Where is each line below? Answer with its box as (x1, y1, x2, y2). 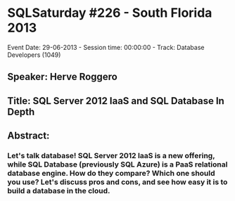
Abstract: (7, 130, 50, 142)
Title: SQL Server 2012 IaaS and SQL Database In (7, 95, 225, 107)
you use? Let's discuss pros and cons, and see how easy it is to (7, 177, 228, 187)
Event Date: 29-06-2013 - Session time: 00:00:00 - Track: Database (7, 43, 205, 51)
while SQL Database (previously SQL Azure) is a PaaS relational (7, 160, 228, 169)
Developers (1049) (7, 51, 61, 59)
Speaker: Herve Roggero (7, 71, 118, 83)
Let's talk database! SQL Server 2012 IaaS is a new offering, (7, 151, 215, 161)
